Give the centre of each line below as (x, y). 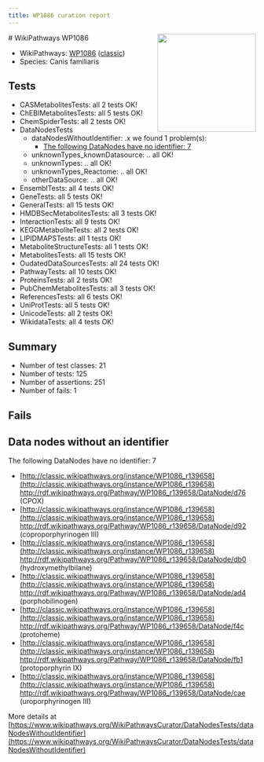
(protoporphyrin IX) (51, 668)
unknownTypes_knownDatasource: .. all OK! (103, 155)
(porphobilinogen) (49, 601)
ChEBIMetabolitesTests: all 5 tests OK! (81, 113)
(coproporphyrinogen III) (59, 534)
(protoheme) (40, 635)
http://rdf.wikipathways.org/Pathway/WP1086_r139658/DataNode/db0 (133, 559)
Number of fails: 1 (48, 390)
